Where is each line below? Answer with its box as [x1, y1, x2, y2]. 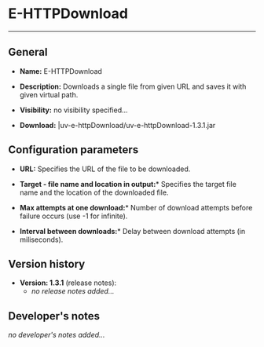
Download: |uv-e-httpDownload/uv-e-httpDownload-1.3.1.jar [19, 120, 216, 130]
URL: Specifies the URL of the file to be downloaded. [19, 164, 191, 173]
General [8, 46, 49, 59]
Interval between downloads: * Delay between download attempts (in [19, 226, 246, 236]
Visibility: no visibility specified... [19, 105, 128, 115]
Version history [8, 257, 86, 271]
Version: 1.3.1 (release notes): [19, 278, 117, 287]
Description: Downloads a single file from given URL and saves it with [19, 82, 247, 91]
